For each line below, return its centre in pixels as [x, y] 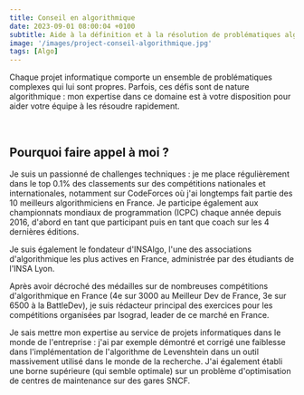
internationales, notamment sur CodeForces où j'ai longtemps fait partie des [151, 193]
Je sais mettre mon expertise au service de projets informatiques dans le [145, 332]
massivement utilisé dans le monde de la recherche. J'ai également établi [146, 361]
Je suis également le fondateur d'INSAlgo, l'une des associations [130, 249]
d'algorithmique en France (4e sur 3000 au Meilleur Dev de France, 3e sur [148, 295]
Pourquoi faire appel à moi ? [90, 152]
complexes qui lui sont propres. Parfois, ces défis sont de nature [129, 87]
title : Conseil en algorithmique [72, 18]
